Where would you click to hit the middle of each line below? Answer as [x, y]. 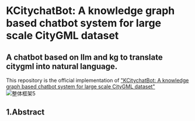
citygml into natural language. [62, 66]
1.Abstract [25, 112]
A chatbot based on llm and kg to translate [84, 57]
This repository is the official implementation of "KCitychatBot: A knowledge [97, 80]
